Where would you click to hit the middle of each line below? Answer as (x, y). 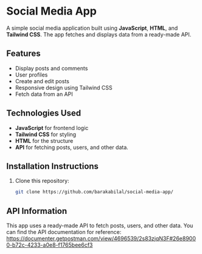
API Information (37, 211)
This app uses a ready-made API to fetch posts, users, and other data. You (100, 225)
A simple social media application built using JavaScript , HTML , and (92, 28)
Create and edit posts (42, 81)
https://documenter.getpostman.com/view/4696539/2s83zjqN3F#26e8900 (101, 239)
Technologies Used (44, 113)
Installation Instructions (53, 166)
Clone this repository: (42, 181)
